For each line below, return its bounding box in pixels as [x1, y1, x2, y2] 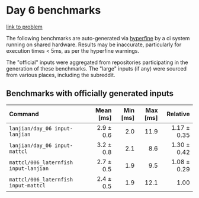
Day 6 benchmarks [6, 4, 101, 17]
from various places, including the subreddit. [6, 71, 115, 78]
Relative [166, 110, 190, 118]
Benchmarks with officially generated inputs [6, 88, 174, 98]
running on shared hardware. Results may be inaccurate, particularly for [6, 41, 182, 48]
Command [9, 110, 40, 118]
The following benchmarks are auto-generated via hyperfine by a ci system [6, 34, 190, 41]
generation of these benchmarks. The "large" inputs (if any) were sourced [6, 65, 187, 72]
